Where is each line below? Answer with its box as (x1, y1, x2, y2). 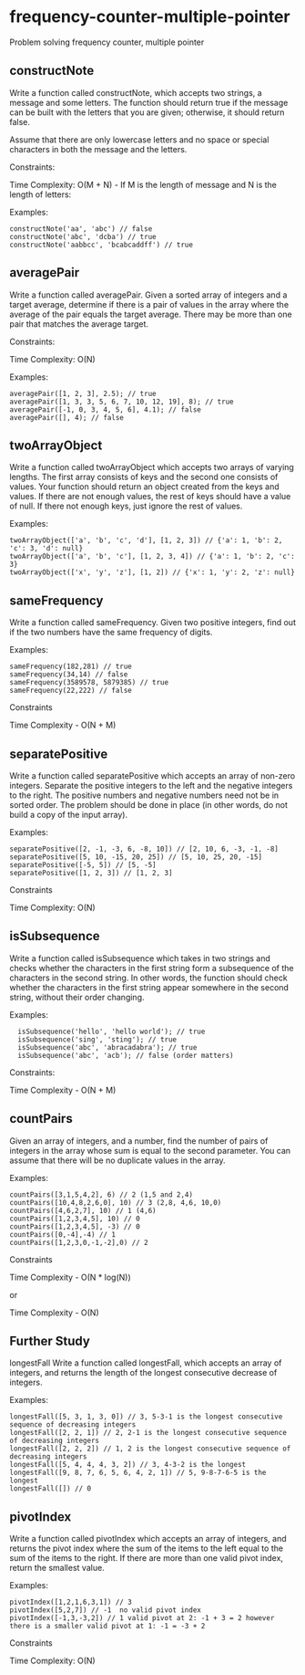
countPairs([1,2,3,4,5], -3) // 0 (9, 1221, 141, 1231)
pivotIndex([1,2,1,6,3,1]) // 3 (9, 1597, 132, 1607)
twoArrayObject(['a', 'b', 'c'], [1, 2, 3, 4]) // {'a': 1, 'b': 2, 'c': (9, 552, 296, 561)
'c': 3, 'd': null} (9, 544, 84, 553)
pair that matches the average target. (9, 318, 148, 330)
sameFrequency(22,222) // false (9, 686, 132, 696)
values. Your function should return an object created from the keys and (9, 481, 280, 492)
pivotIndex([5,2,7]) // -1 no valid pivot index (9, 1606, 202, 1615)
